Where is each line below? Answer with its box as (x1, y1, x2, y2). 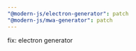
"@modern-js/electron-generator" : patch (7, 10, 130, 17)
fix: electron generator (7, 36, 73, 44)
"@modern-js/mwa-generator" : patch (7, 17, 113, 24)
